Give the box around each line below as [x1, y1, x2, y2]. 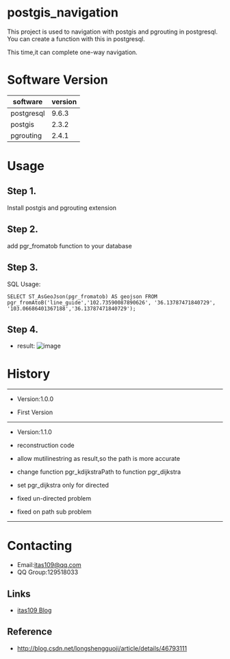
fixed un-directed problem [16, 494, 92, 503]
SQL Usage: [7, 280, 41, 288]
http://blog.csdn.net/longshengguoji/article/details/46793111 [16, 644, 187, 652]
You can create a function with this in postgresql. [7, 34, 145, 43]
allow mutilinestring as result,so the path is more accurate [16, 455, 180, 463]
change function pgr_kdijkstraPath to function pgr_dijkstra [16, 468, 181, 476]
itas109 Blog [16, 606, 52, 614]
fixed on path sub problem [16, 507, 92, 516]
